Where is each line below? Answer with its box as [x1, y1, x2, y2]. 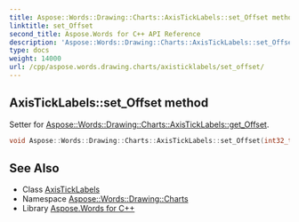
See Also [9, 161, 60, 176]
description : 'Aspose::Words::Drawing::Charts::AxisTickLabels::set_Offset [9, 37, 296, 47]
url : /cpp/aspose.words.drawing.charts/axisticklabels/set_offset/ [9, 63, 265, 72]
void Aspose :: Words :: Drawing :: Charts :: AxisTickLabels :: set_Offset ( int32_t [9, 136, 293, 145]
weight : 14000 [9, 54, 62, 63]
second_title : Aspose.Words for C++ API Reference [9, 29, 201, 38]
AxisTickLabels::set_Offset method [9, 95, 209, 111]
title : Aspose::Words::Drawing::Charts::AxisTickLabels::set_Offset [9, 12, 269, 22]
